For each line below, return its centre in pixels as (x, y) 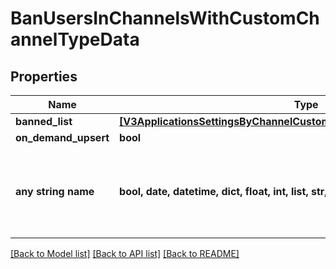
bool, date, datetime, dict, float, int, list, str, (223, 191)
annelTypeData (75, 39)
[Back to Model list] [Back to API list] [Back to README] (125, 253)
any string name (55, 191)
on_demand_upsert (62, 137)
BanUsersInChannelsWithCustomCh (165, 18)
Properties (44, 76)
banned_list (44, 121)
